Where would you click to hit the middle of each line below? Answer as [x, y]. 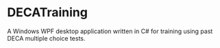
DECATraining [47, 13]
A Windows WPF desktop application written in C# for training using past [110, 31]
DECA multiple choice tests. [46, 38]
